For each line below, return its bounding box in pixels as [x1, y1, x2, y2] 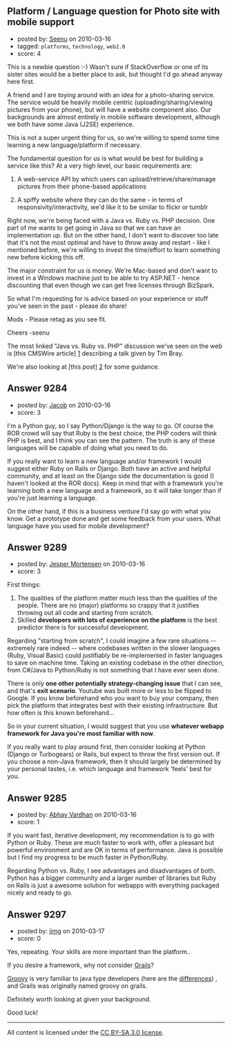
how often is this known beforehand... [7, 709, 115, 717]
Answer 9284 [7, 382, 68, 394]
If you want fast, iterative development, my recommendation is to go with [7, 831, 215, 839]
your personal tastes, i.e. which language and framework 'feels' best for [7, 765, 212, 773]
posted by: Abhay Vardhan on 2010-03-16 [17, 810, 137, 819]
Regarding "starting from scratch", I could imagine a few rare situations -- [7, 636, 216, 645]
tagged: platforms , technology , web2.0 [17, 41, 126, 50]
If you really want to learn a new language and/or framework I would [7, 457, 202, 465]
